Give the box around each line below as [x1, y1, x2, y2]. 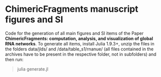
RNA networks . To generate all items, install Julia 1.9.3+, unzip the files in [5, 40, 155, 46]
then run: [5, 56, 24, 62]
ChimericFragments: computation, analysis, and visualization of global [5, 36, 154, 41]
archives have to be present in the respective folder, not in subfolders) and [5, 51, 157, 57]
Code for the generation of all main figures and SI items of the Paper [5, 30, 144, 36]
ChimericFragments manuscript [5, 3, 139, 15]
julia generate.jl [17, 66, 48, 72]
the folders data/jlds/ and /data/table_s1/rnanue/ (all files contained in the [5, 46, 154, 52]
